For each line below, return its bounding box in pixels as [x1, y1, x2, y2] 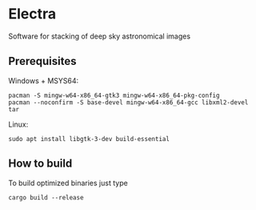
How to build [8, 157, 73, 171]
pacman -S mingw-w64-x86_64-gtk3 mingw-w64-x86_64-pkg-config [8, 91, 220, 99]
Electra [8, 5, 57, 23]
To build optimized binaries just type [8, 178, 128, 188]
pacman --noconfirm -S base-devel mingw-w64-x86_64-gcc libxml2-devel [8, 98, 249, 107]
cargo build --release [8, 193, 84, 201]
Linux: [8, 119, 29, 129]
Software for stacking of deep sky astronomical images [8, 31, 190, 41]
